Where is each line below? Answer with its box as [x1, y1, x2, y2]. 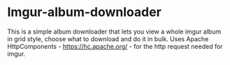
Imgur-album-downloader [7, 4, 162, 20]
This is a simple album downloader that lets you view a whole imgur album [7, 27, 222, 36]
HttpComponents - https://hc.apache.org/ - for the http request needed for [7, 42, 223, 50]
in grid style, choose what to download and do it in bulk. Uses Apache [7, 34, 209, 43]
